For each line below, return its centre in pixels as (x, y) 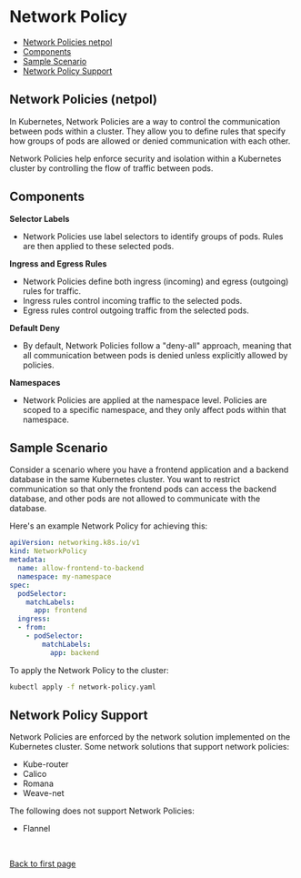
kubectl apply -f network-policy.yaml (83, 687)
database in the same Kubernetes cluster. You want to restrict (125, 479)
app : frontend (60, 611)
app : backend (75, 652)
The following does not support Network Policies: (102, 811)
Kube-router (45, 764)
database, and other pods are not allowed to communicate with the (135, 499)
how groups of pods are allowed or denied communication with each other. (150, 141)
